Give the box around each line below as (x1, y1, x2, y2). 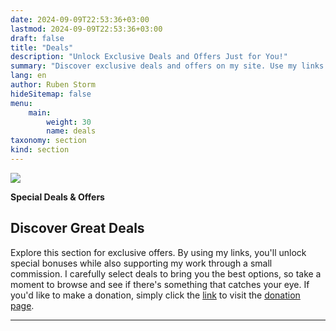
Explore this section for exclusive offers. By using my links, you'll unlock (10, 246, 307, 258)
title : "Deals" (10, 42, 74, 53)
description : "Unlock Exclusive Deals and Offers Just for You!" (10, 52, 288, 62)
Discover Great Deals (10, 220, 145, 237)
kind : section (10, 145, 70, 155)
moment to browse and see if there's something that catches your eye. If (10, 278, 310, 290)
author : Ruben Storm (10, 80, 97, 90)
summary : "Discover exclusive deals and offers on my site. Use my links (10, 61, 325, 71)
